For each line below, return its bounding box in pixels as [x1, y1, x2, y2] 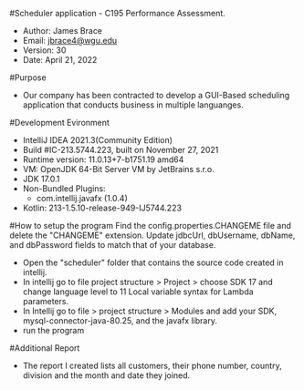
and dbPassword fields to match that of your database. [9, 240, 216, 250]
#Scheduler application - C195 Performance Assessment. [9, 8, 225, 18]
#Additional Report [9, 343, 80, 354]
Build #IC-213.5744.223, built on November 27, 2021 [22, 145, 219, 155]
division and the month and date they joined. [22, 370, 191, 381]
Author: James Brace [22, 26, 103, 36]
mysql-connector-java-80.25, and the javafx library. [22, 315, 217, 326]
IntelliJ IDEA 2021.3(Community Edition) [22, 135, 173, 145]
